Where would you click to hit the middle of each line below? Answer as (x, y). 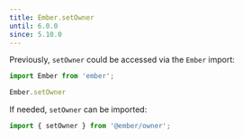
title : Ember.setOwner (52, 17)
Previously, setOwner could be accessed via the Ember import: (122, 60)
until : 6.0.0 (34, 26)
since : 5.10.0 (36, 34)
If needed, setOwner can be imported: (78, 109)
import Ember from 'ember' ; (62, 76)
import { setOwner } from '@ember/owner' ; (90, 126)
